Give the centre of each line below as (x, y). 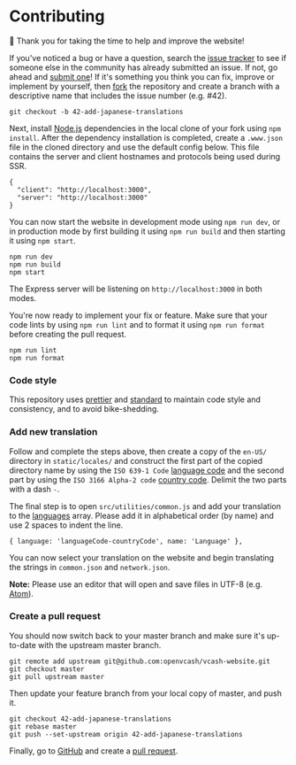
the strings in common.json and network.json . (90, 567)
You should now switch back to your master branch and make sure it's (137, 636)
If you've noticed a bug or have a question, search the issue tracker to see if (148, 58)
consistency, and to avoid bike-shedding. (84, 409)
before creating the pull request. (68, 334)
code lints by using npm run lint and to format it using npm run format (137, 324)
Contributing (57, 16)
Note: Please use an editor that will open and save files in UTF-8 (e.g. (136, 584)
